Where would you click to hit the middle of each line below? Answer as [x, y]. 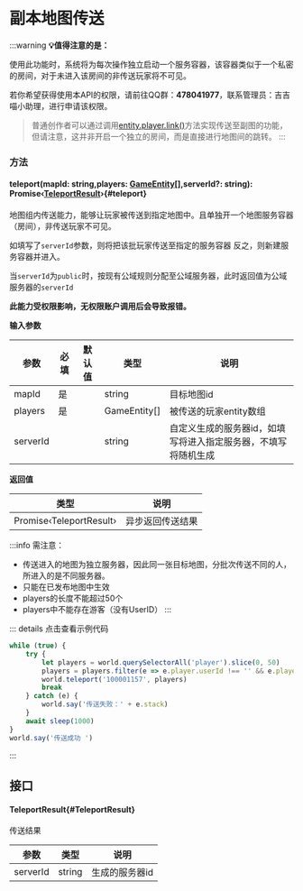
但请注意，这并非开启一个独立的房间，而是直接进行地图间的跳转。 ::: [158, 136]
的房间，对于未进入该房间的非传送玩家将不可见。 [100, 75]
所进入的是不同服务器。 [66, 576]
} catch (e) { [52, 696]
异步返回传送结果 [161, 521]
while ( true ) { [38, 646]
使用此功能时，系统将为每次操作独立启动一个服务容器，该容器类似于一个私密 [151, 64]
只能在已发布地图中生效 [66, 587]
